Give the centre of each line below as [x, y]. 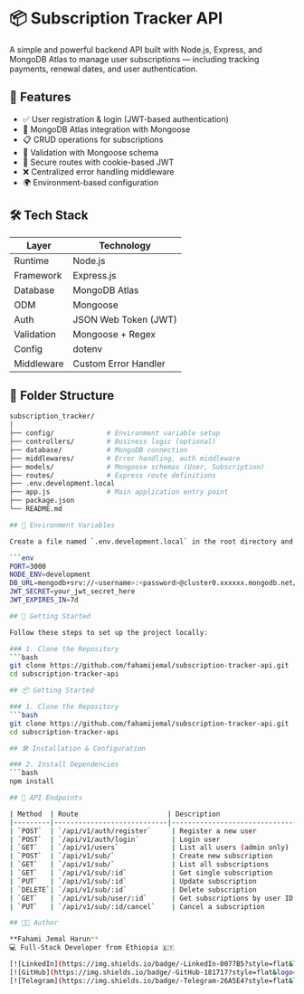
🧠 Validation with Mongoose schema [90, 152]
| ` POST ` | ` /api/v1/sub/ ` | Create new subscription [141, 857]
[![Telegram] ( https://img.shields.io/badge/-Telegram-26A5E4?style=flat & [152, 980]
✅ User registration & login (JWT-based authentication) [125, 118]
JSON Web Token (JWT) [125, 319]
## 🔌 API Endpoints [46, 798]
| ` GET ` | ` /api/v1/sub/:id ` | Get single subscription [141, 873]
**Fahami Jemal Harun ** [54, 939]
